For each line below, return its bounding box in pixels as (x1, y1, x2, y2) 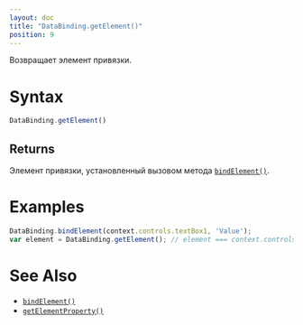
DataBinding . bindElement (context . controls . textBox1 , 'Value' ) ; (9, 227, 252, 236)
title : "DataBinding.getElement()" (9, 22, 143, 31)
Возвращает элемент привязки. (9, 55, 133, 66)
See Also (9, 265, 78, 285)
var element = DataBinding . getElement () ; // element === (9, 235, 228, 244)
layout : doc (9, 13, 54, 23)
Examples (9, 197, 85, 218)
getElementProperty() (22, 306, 104, 316)
